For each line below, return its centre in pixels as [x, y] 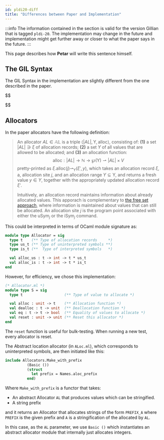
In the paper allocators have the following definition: [58, 132]
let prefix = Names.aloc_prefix [64, 374]
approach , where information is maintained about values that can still [87, 205]
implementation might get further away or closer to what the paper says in [80, 39]
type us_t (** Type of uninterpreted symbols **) [61, 245]
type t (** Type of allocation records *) [61, 240]
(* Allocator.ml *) [25, 285]
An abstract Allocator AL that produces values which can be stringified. [83, 398]
